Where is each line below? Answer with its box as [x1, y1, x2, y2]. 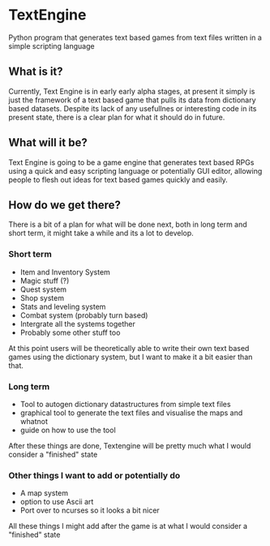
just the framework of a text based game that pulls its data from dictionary [8, 95, 257, 105]
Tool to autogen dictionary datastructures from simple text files [19, 399, 231, 409]
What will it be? [8, 136, 88, 149]
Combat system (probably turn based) [19, 310, 148, 320]
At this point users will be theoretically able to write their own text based [8, 343, 250, 353]
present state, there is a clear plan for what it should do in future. [8, 112, 225, 122]
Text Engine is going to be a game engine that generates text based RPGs [8, 157, 255, 167]
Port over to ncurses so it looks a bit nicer [19, 505, 160, 515]
